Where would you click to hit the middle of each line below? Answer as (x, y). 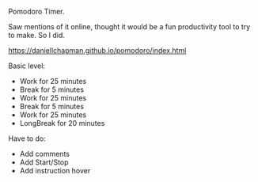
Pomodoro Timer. (36, 11)
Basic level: (27, 66)
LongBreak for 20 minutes (62, 123)
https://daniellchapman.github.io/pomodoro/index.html (97, 50)
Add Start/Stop (44, 162)
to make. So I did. (36, 35)
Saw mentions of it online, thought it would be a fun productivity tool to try (129, 27)
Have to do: (27, 138)
